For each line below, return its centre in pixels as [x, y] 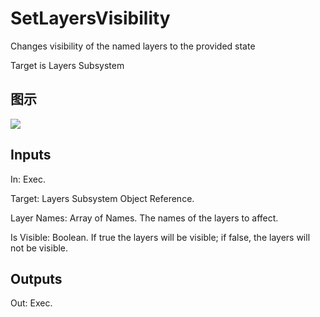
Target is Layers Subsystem [67, 65]
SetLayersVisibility [90, 18]
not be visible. [39, 248]
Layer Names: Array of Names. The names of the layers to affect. [144, 218]
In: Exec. [28, 179]
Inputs [31, 155]
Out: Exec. [31, 303]
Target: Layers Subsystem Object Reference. [102, 198]
